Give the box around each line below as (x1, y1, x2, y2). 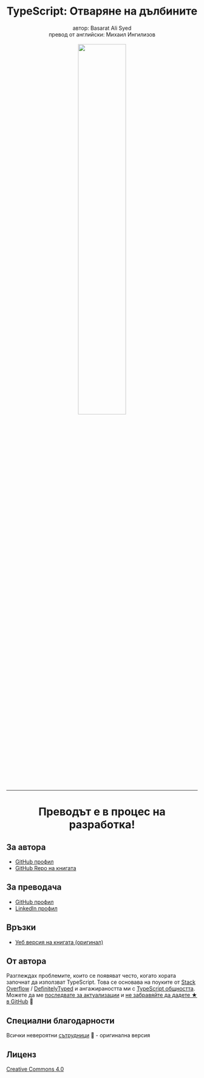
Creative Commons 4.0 (6, 1065, 64, 1073)
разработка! (69, 818, 135, 832)
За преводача (6, 882, 62, 893)
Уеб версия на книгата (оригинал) (15, 938, 104, 946)
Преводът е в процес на (38, 805, 166, 819)
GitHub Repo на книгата (15, 864, 76, 871)
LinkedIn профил (15, 904, 58, 912)
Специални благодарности (6, 1015, 115, 1026)
